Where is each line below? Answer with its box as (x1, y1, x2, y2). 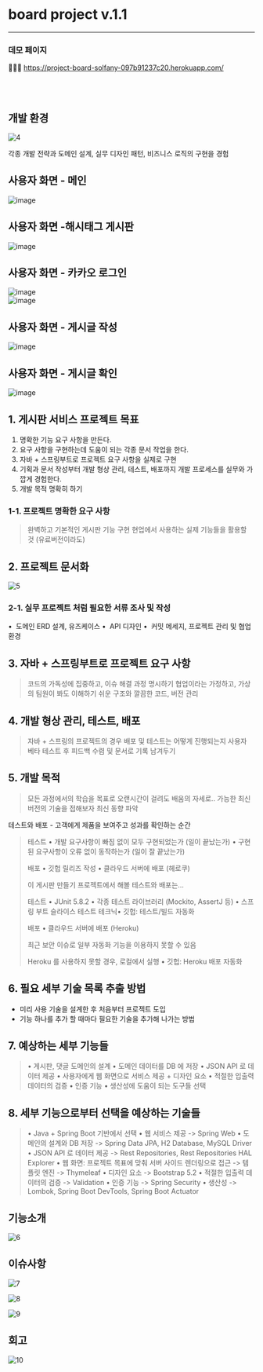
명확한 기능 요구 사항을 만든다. (19, 434, 112, 445)
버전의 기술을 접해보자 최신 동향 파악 (27, 803, 139, 813)
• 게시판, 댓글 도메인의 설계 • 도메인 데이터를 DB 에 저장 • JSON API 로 (27, 1062, 247, 1071)
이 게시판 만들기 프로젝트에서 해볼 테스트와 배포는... (27, 880, 184, 889)
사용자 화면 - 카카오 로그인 (8, 266, 128, 280)
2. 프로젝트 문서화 (8, 560, 89, 573)
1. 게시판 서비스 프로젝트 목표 (8, 412, 139, 426)
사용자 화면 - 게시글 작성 (8, 320, 117, 334)
